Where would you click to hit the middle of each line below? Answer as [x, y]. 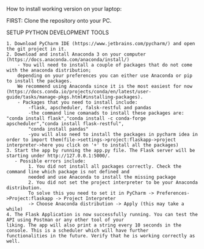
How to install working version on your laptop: [64, 9]
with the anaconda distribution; [49, 70]
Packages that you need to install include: [80, 103]
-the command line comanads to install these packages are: [106, 113]
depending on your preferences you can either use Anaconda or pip [105, 76]
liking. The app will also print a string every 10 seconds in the [94, 225]
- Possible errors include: [50, 161]
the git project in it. [37, 49]
